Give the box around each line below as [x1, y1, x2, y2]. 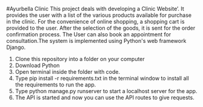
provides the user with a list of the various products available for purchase [6, 11, 192, 19]
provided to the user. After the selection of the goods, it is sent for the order [6, 24, 196, 31]
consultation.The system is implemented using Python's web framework [6, 37, 187, 44]
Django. [6, 44, 26, 51]
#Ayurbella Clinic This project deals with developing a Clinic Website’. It [6, 5, 185, 12]
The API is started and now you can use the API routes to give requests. [15, 94, 195, 101]
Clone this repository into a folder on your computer [15, 56, 145, 62]
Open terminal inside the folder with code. [15, 68, 121, 75]
